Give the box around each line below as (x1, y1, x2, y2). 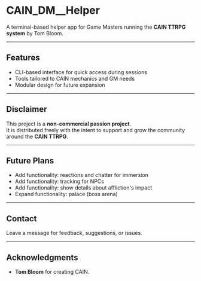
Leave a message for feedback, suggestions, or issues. (6, 230, 142, 237)
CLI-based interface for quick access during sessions (14, 68, 148, 75)
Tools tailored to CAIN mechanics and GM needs (14, 75, 135, 82)
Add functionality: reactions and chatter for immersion (14, 172, 148, 179)
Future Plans (6, 155, 54, 166)
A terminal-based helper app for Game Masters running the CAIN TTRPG (6, 23, 186, 30)
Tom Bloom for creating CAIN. (14, 268, 90, 275)
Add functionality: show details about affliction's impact (14, 184, 153, 191)
